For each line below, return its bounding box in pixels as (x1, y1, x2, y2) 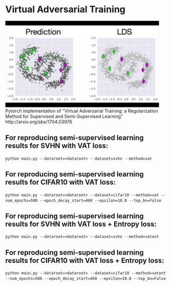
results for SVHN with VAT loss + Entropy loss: (5, 219, 157, 228)
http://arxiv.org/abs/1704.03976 (5, 119, 73, 125)
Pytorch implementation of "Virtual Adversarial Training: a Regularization (5, 107, 159, 114)
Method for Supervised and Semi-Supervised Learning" (5, 113, 123, 119)
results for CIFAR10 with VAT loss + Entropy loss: (5, 256, 164, 265)
